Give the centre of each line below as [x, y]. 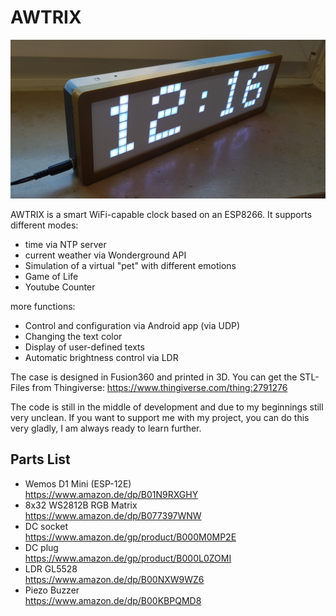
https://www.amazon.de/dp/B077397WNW [113, 515]
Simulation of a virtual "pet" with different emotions [130, 265]
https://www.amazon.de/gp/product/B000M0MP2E [130, 537]
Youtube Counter [60, 287]
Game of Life [51, 276]
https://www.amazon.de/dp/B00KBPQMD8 [113, 600]
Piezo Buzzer [52, 590]
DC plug [41, 547]
